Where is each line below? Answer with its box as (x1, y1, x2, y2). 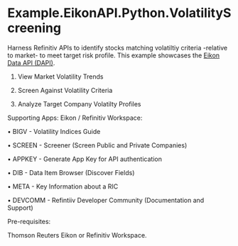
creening (7, 20, 62, 36)
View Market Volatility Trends (17, 72, 104, 81)
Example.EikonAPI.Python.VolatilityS (7, 5, 232, 21)
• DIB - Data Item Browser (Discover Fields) (7, 168, 135, 177)
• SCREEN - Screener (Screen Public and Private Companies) (7, 140, 188, 150)
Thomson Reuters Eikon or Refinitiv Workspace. (7, 230, 147, 239)
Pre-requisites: (7, 217, 51, 225)
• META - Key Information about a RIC (7, 182, 119, 191)
